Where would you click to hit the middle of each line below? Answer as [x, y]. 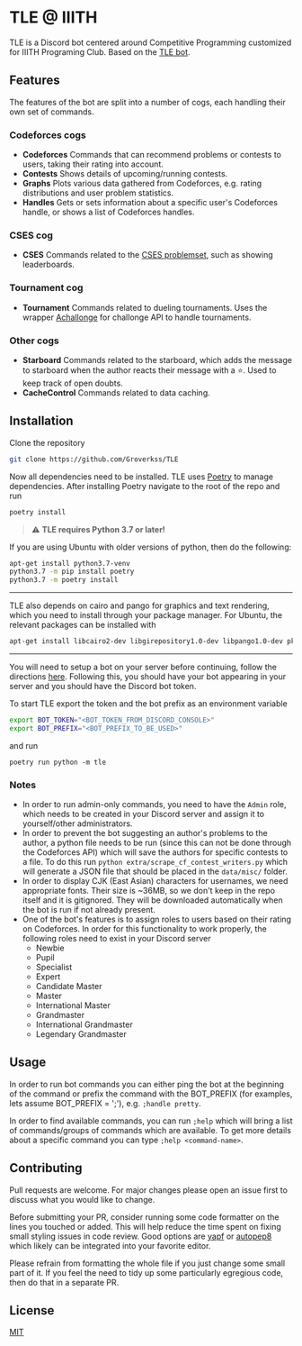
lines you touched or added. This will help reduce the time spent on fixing [145, 1226]
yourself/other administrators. [77, 823]
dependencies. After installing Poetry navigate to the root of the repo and [145, 486]
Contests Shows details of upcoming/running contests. [125, 174]
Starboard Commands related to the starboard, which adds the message [157, 359]
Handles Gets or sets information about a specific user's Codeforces [150, 203]
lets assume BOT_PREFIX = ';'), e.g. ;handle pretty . [105, 1103]
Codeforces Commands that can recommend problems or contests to [151, 155]
